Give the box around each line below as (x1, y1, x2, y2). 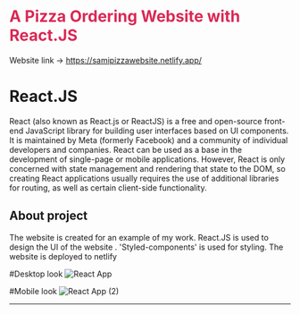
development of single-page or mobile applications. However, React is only (9, 154, 286, 165)
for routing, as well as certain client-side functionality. (9, 182, 207, 193)
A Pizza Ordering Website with (9, 6, 241, 27)
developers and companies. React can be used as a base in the (9, 144, 243, 155)
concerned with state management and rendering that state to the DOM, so (9, 163, 286, 174)
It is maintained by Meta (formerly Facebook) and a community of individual (9, 134, 288, 145)
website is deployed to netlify (9, 250, 118, 261)
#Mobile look (9, 285, 58, 296)
